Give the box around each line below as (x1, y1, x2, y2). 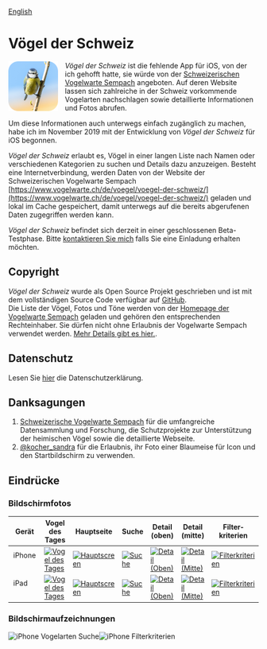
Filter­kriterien (219, 523, 248, 540)
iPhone (13, 550, 37, 560)
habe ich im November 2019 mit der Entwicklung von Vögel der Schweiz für (8, 126, 256, 136)
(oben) (150, 530, 174, 540)
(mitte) (181, 530, 205, 540)
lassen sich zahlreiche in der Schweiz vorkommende (64, 86, 237, 95)
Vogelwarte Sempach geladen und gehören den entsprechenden (8, 312, 221, 321)
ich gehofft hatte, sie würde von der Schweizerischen (64, 69, 240, 79)
